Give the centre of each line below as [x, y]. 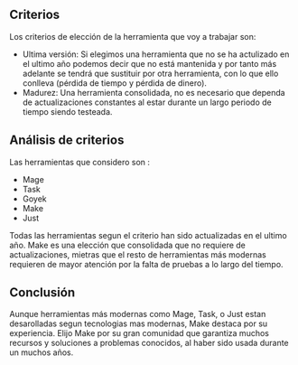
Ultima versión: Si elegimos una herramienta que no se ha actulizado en [156, 54]
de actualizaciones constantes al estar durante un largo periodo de [147, 102]
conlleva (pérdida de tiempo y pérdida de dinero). [115, 83]
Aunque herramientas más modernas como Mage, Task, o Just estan [138, 314]
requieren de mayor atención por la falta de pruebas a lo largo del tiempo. [146, 264]
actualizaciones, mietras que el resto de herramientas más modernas [138, 254]
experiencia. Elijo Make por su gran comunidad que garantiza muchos [139, 333]
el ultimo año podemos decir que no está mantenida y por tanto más [149, 63]
